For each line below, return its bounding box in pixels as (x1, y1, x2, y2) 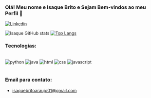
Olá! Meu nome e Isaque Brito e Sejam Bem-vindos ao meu (5, 4, 146, 11)
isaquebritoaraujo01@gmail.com (12, 87, 77, 93)
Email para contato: (5, 77, 52, 83)
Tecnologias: (5, 43, 37, 49)
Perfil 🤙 (5, 10, 23, 16)
